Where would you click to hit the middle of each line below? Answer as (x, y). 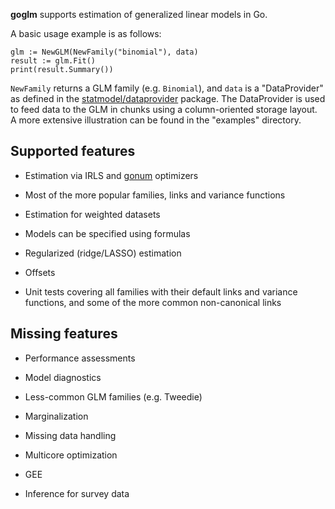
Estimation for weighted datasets (92, 214)
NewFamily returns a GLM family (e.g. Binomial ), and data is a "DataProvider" (167, 88)
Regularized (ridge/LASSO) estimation (103, 253)
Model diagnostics (63, 377)
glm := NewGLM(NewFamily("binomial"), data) (104, 52)
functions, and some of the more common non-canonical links (153, 302)
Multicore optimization (71, 455)
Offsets (40, 272)
